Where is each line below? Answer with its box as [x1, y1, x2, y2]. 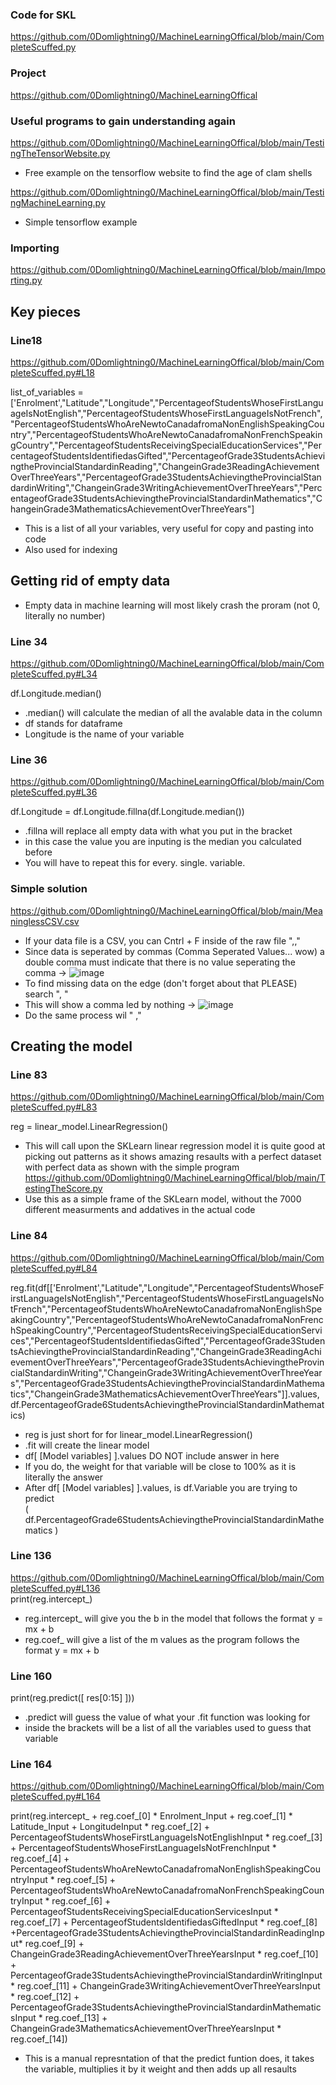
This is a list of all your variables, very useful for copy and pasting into [24, 522, 314, 534]
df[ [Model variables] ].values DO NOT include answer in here [24, 1449, 280, 1462]
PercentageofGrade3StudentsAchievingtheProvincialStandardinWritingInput [10, 1969, 323, 1982]
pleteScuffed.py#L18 [10, 366, 95, 378]
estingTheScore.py [24, 1183, 103, 1195]
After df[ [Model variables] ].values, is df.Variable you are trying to [24, 1481, 298, 1493]
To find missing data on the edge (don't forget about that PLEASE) [24, 977, 298, 989]
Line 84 [10, 1229, 48, 1243]
